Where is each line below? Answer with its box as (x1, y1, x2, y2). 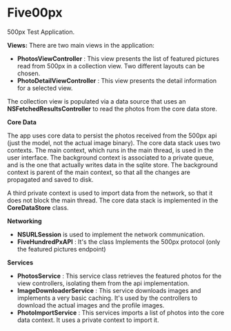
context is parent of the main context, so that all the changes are (7, 168, 191, 176)
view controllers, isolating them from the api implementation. (17, 278, 190, 287)
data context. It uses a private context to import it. (17, 316, 159, 324)
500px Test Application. (7, 28, 75, 36)
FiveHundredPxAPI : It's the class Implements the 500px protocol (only (17, 237, 221, 246)
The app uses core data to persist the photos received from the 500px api (7, 131, 217, 140)
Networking (7, 216, 43, 225)
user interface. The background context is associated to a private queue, (7, 153, 214, 162)
